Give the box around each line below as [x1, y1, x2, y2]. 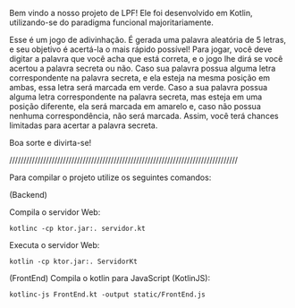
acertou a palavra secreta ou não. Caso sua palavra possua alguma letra [9, 63, 276, 73]
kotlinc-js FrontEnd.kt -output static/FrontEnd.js [9, 290, 206, 299]
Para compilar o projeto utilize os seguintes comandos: [9, 172, 212, 183]
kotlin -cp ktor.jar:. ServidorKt [9, 257, 139, 266]
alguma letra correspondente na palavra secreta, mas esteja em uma [9, 91, 263, 102]
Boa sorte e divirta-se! [9, 138, 92, 148]
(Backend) [9, 190, 47, 200]
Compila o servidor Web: [9, 207, 101, 218]
